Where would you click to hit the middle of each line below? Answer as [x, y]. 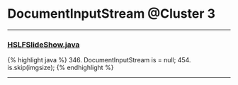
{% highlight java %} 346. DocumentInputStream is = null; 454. [99, 60]
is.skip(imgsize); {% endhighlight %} [61, 68]
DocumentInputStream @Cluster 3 [112, 14]
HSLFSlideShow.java [44, 45]
